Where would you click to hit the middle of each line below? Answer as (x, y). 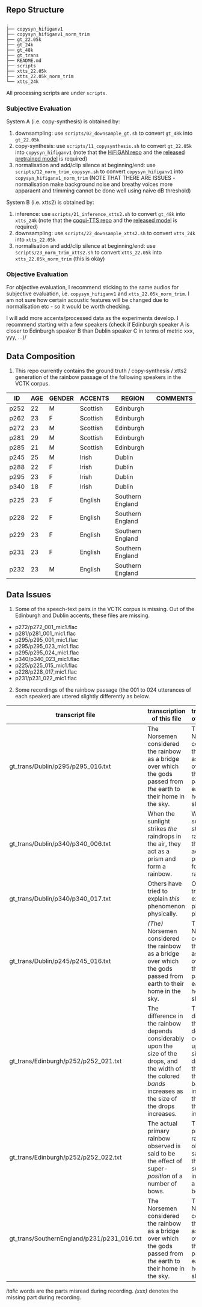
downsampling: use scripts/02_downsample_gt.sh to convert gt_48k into (104, 133)
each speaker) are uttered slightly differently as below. (82, 697)
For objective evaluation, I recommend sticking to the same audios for (93, 288)
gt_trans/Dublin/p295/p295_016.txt (60, 766)
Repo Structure (35, 10)
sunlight (158, 822)
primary (158, 1131)
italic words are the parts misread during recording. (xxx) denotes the (92, 1291)
